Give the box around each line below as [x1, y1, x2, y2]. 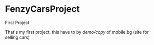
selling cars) [5, 34, 30, 40]
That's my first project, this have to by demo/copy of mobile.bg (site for [5, 29, 149, 35]
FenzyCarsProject [5, 3, 80, 15]
